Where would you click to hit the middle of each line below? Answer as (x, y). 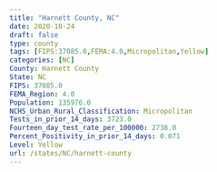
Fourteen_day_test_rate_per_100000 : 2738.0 (93, 128)
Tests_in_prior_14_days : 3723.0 (70, 119)
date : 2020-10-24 (42, 26)
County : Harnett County (54, 69)
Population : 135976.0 (50, 102)
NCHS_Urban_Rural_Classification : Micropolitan (101, 111)
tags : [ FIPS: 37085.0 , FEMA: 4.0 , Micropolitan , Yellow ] (109, 52)
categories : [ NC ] (42, 60)
